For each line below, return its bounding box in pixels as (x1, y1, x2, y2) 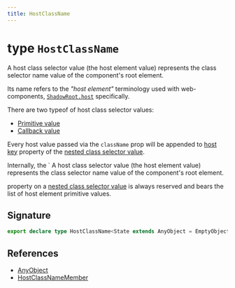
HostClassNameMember (17, 273, 89, 282)
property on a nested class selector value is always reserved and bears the (7, 182, 224, 190)
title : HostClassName (7, 10, 71, 17)
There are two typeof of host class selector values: (7, 106, 155, 114)
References (7, 247, 59, 259)
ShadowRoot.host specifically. (46, 92, 130, 100)
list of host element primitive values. (7, 189, 112, 198)
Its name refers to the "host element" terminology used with (7, 85, 180, 93)
